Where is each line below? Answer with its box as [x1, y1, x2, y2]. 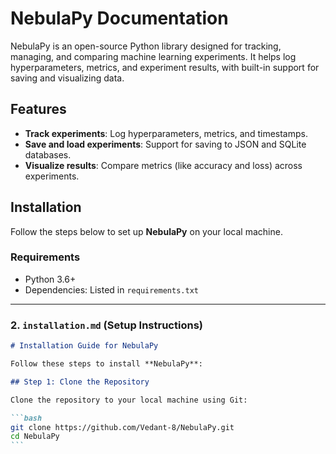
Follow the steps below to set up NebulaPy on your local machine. [10, 225, 283, 237]
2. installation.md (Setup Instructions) [10, 318, 203, 332]
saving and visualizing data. [10, 72, 125, 84]
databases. [24, 148, 72, 161]
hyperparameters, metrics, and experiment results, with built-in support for [10, 61, 320, 73]
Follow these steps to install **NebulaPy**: [10, 359, 203, 369]
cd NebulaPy [10, 432, 60, 442]
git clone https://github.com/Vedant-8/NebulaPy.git [10, 422, 235, 432]
